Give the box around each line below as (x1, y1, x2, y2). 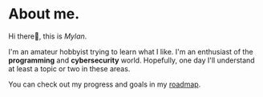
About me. (8, 5, 80, 23)
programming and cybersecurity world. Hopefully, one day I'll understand (8, 55, 255, 65)
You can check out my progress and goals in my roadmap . (8, 79, 201, 89)
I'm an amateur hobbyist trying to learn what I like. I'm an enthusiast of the (8, 46, 254, 56)
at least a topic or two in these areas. (8, 63, 131, 73)
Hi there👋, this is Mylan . (8, 31, 87, 41)
